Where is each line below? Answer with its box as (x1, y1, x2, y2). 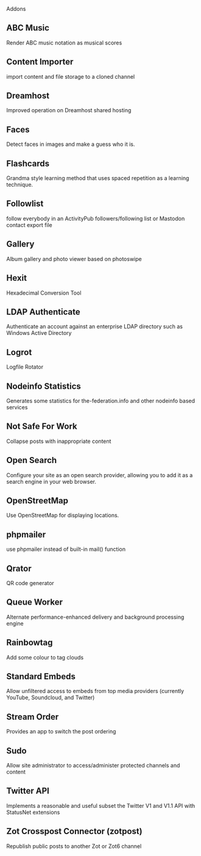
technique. (6, 181, 33, 189)
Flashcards (6, 158, 50, 168)
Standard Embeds (6, 671, 76, 682)
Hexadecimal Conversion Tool (6, 289, 82, 297)
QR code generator (6, 580, 55, 586)
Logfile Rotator (6, 363, 44, 371)
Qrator (6, 563, 32, 574)
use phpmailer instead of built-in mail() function (6, 545, 126, 553)
